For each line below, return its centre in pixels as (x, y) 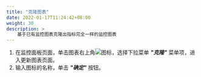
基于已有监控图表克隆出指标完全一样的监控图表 (67, 35)
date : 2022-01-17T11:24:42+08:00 (49, 18)
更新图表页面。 (39, 60)
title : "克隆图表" (28, 12)
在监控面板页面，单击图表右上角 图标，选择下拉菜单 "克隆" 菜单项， (102, 53)
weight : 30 (20, 23)
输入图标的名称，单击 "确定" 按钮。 (60, 68)
